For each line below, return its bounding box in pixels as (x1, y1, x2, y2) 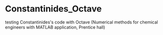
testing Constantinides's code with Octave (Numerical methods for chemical (5, 19, 158, 25)
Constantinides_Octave (5, 3, 102, 14)
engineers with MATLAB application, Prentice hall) (5, 24, 106, 30)
